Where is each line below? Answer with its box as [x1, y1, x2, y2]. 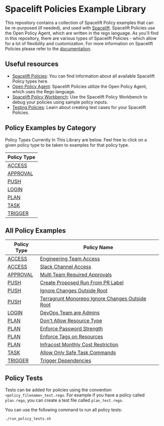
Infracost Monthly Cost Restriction [40, 341, 119, 348]
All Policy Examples [5, 226, 66, 235]
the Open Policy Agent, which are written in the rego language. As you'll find [5, 30, 159, 36]
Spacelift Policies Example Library [5, 3, 146, 15]
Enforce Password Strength [40, 325, 103, 332]
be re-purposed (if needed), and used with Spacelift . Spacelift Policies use [5, 25, 155, 30]
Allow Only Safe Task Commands [40, 349, 116, 356]
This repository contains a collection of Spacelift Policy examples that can [5, 20, 154, 26]
